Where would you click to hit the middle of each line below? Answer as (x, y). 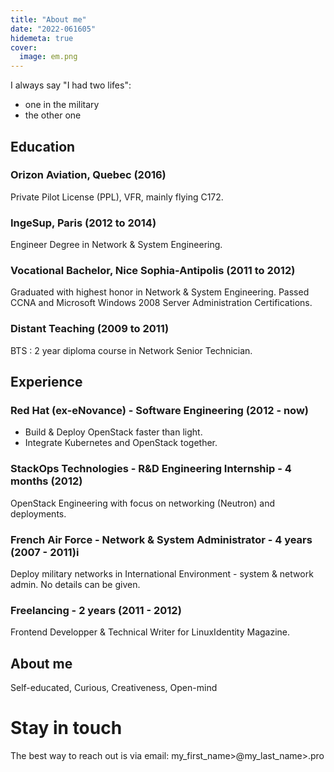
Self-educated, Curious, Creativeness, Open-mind (114, 688)
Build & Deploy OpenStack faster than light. (113, 432)
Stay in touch (66, 728)
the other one (53, 115)
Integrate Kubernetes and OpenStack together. (121, 443)
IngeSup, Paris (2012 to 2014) (83, 223)
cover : (24, 47)
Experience (46, 382)
